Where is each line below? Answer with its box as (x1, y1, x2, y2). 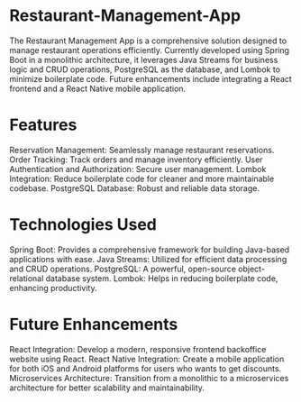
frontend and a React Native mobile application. (9, 83, 187, 94)
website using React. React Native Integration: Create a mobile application (9, 353, 285, 364)
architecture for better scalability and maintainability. (9, 382, 205, 393)
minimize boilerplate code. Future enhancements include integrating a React (9, 73, 293, 84)
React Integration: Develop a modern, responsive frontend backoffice (9, 343, 267, 354)
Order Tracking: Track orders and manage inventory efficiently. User (9, 154, 263, 165)
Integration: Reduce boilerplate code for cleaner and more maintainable (9, 173, 275, 184)
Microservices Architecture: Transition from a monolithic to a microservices (9, 372, 289, 383)
